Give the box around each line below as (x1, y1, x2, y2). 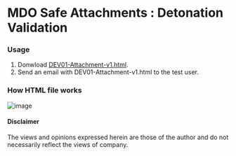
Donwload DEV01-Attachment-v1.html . (17, 61, 129, 69)
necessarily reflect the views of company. (7, 140, 129, 148)
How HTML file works (7, 85, 82, 95)
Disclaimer (7, 118, 40, 126)
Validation (7, 20, 68, 36)
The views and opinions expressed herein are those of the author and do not (7, 133, 229, 141)
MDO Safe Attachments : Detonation (7, 5, 223, 21)
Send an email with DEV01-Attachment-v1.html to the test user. (17, 68, 199, 76)
